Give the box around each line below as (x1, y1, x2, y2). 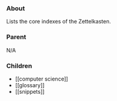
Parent (6, 33, 27, 41)
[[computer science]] (15, 75, 69, 82)
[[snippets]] (15, 88, 45, 95)
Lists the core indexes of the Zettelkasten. (6, 18, 111, 25)
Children (6, 61, 32, 70)
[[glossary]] (15, 81, 45, 88)
